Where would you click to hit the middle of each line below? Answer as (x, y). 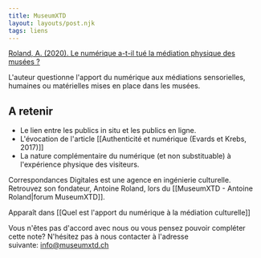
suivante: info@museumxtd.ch (59, 245)
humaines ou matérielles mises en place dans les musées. (104, 86)
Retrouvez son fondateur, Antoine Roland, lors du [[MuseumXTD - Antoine (130, 188)
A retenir (31, 111)
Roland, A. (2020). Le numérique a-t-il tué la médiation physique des (122, 54)
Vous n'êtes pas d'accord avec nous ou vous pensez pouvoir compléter (127, 228)
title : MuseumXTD (37, 16)
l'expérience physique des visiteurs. (80, 164)
